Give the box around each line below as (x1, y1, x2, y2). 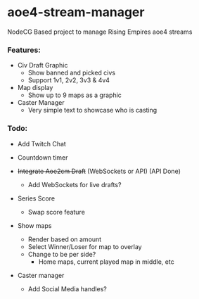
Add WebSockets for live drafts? (27, 180, 122, 189)
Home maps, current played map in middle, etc (38, 257, 174, 266)
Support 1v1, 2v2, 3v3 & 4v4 (27, 76, 110, 84)
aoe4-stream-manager (7, 4, 145, 20)
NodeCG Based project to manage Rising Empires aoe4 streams (7, 27, 193, 36)
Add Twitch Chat (17, 139, 67, 148)
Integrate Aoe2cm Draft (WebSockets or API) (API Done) (17, 167, 181, 175)
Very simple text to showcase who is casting (27, 106, 158, 115)
